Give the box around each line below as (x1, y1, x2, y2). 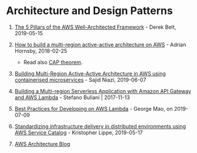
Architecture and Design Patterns (6, 4, 173, 18)
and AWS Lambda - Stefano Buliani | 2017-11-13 (14, 94, 131, 101)
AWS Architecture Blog (14, 140, 71, 147)
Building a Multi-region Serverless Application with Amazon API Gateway (14, 87, 192, 94)
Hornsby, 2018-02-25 (14, 47, 68, 54)
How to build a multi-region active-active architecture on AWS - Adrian (14, 41, 186, 48)
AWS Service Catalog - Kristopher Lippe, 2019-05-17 (14, 129, 143, 136)
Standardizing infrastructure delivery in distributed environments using (14, 123, 186, 130)
